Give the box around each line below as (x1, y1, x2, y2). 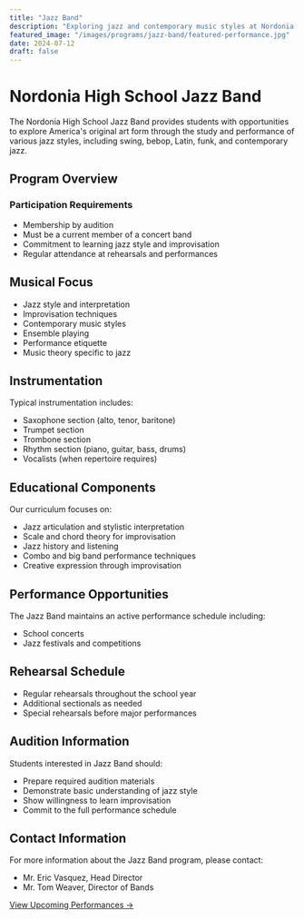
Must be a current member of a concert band (22, 229, 192, 240)
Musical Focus (9, 274, 93, 291)
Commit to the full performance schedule (22, 805, 177, 815)
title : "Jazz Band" (9, 13, 83, 23)
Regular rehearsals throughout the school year (22, 687, 197, 699)
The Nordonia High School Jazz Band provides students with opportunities (9, 116, 289, 127)
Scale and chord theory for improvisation (22, 531, 176, 542)
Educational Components (9, 479, 156, 495)
